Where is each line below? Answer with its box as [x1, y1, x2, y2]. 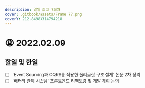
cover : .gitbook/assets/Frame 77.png [5, 12, 82, 17]
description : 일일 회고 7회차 [5, 7, 61, 12]
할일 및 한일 [5, 58, 38, 66]
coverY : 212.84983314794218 [5, 16, 62, 21]
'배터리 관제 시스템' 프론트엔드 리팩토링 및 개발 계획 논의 [12, 78, 119, 84]
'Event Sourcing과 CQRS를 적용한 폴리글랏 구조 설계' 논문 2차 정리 [12, 72, 141, 78]
